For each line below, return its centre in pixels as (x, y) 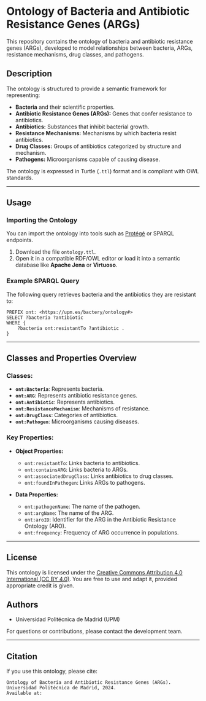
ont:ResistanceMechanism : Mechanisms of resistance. (82, 409)
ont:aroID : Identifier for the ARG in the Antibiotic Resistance (100, 519)
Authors (22, 604)
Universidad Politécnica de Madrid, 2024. (61, 688)
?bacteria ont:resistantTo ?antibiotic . (71, 328)
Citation (22, 656)
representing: (23, 95)
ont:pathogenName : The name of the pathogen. (82, 506)
